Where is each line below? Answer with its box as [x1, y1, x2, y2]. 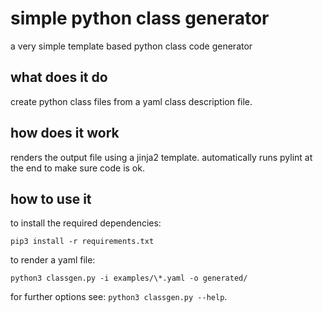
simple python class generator [10, 7, 270, 30]
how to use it [10, 190, 92, 207]
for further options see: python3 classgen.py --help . [10, 291, 228, 303]
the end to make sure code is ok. [10, 162, 145, 174]
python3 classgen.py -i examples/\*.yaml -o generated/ [10, 273, 248, 284]
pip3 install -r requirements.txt [10, 237, 155, 247]
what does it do [10, 69, 108, 86]
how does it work [10, 125, 120, 142]
